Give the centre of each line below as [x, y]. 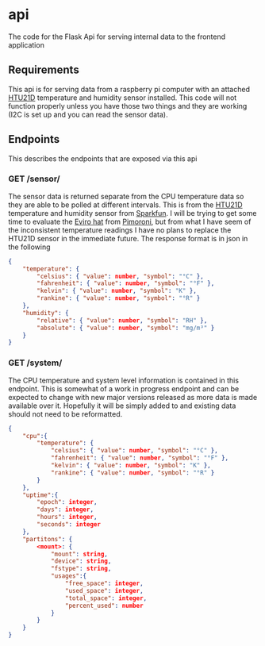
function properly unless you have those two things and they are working [128, 106]
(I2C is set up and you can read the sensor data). [88, 114]
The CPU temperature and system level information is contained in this [124, 380]
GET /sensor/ [35, 179]
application [27, 44]
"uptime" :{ [40, 495]
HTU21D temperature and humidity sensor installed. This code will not [123, 98]
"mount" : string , [79, 554]
